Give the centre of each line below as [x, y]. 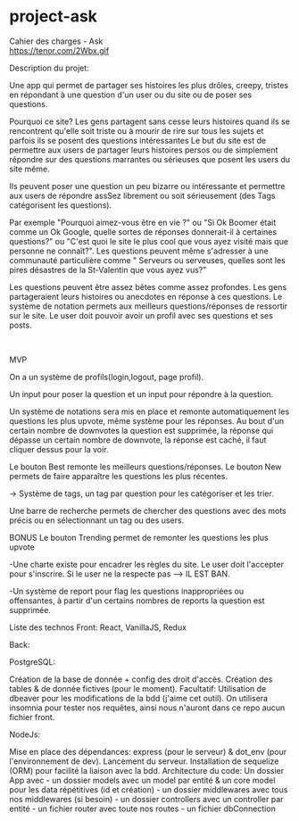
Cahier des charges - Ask [56, 41]
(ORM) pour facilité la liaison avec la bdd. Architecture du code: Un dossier [146, 770]
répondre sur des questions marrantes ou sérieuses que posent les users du [150, 159]
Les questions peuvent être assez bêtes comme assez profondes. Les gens [148, 286]
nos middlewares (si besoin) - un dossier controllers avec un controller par [146, 799]
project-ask [54, 17]
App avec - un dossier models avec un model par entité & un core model [142, 780]
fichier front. [32, 717]
